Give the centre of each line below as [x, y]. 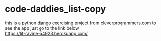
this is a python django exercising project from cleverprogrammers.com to [81, 23]
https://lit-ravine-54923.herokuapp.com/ [46, 33]
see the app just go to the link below [42, 28]
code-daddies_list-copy [56, 9]
